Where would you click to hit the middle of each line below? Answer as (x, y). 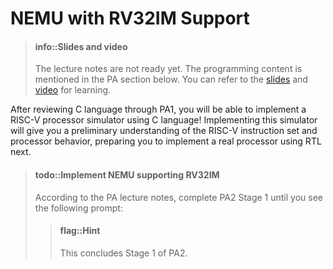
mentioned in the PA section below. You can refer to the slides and (171, 79)
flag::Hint (80, 231)
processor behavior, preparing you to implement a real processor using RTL (166, 141)
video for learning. (73, 90)
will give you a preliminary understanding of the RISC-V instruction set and (164, 131)
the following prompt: (78, 208)
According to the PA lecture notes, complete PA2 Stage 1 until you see (179, 197)
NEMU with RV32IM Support (130, 18)
